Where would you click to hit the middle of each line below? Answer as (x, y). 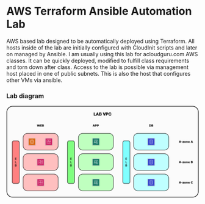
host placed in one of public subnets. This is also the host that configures (99, 73)
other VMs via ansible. (34, 80)
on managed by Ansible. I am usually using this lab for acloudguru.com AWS (102, 54)
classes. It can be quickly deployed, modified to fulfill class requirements (98, 60)
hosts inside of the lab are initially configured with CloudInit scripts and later (102, 48)
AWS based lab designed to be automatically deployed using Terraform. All (101, 41)
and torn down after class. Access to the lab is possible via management (98, 67)
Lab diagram (25, 96)
